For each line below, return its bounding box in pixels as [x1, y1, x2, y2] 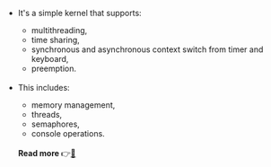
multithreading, [31, 25, 88, 35]
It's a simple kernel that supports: [17, 8, 142, 18]
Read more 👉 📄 [17, 148, 76, 158]
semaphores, [31, 119, 81, 129]
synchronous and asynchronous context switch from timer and [31, 44, 264, 55]
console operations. [31, 128, 105, 138]
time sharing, [31, 35, 81, 45]
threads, [31, 110, 63, 119]
